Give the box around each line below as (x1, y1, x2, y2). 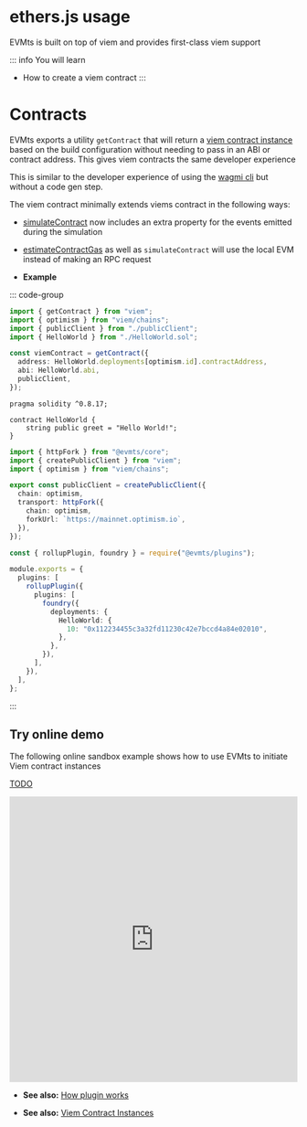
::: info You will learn (9, 54, 86, 65)
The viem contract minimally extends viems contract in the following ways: (9, 198, 291, 209)
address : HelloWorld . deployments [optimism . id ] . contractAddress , (17, 357, 268, 367)
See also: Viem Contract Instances (22, 1108, 154, 1119)
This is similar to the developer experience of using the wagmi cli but (9, 171, 269, 182)
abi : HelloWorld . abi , (17, 366, 101, 376)
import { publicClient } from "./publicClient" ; (9, 324, 198, 333)
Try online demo (9, 727, 105, 742)
